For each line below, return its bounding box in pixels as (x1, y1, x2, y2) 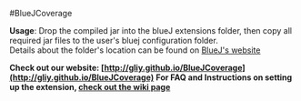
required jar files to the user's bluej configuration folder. (9, 35, 218, 45)
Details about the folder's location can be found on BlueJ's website (9, 45, 261, 56)
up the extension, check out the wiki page (9, 82, 171, 92)
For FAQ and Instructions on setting (156, 72, 293, 83)
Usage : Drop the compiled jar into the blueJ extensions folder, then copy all (9, 25, 293, 35)
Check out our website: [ (9, 63, 105, 73)
